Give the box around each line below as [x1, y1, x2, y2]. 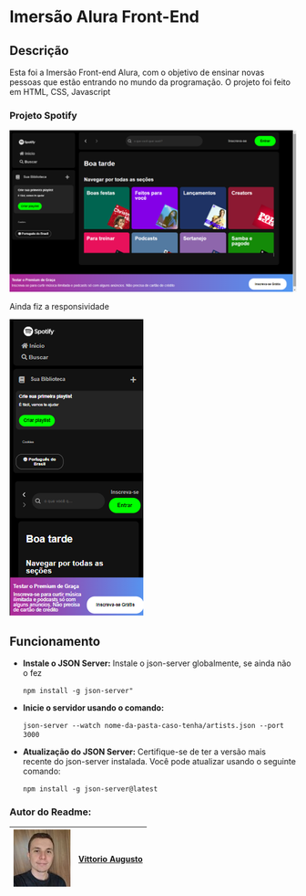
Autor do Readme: [9, 806, 92, 818]
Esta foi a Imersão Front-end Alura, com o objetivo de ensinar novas [9, 67, 265, 78]
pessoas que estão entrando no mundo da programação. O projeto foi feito [9, 77, 291, 88]
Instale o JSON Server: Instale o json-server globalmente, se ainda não [22, 658, 291, 669]
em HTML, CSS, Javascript [9, 87, 111, 97]
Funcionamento [9, 633, 101, 649]
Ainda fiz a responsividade [9, 301, 109, 312]
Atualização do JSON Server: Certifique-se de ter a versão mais [22, 746, 267, 757]
